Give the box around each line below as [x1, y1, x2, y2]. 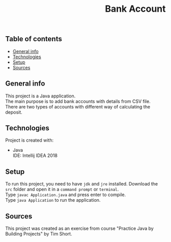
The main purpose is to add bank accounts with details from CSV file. [5, 98, 151, 104]
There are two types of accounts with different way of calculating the [5, 103, 151, 110]
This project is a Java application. [5, 93, 76, 99]
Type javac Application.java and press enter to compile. [5, 192, 126, 198]
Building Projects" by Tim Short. [5, 231, 72, 237]
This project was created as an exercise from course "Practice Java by [5, 225, 154, 231]
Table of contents [5, 35, 62, 43]
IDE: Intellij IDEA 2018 [12, 152, 58, 158]
